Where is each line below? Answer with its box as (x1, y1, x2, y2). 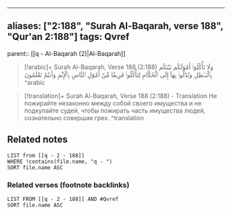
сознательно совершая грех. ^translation (23, 113, 144, 121)
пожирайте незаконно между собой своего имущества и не (23, 99, 202, 107)
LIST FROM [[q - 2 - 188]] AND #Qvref (7, 195, 119, 202)
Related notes (7, 134, 68, 146)
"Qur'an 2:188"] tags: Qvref (7, 31, 130, 43)
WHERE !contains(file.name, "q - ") (7, 158, 113, 165)
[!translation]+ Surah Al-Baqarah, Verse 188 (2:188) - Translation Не (23, 91, 217, 100)
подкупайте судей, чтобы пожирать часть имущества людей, (23, 106, 206, 115)
